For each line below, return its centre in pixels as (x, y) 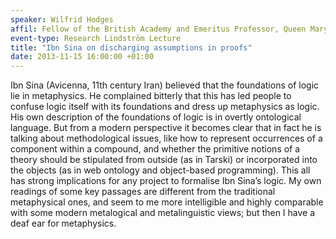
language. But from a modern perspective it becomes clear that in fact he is (166, 128)
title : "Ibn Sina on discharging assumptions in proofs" (131, 47)
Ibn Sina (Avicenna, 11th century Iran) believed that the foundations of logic (165, 85)
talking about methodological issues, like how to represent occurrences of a (166, 138)
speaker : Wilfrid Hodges (62, 19)
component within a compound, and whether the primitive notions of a (155, 149)
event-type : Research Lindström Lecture (96, 38)
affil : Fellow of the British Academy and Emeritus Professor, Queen (158, 29)
